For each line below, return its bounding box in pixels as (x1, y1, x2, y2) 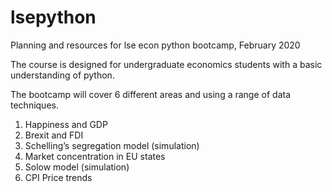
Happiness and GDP (24, 118, 108, 130)
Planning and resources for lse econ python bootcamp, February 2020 (10, 39, 301, 51)
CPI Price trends (24, 171, 93, 183)
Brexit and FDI (24, 129, 84, 141)
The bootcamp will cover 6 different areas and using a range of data (10, 88, 292, 100)
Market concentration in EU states (24, 150, 166, 162)
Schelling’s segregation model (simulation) (24, 139, 200, 151)
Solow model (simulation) (24, 161, 130, 173)
